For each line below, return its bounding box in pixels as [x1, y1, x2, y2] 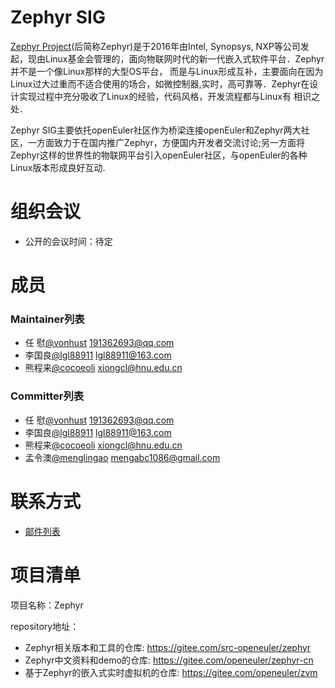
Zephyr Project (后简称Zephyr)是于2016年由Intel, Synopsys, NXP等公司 [10, 40, 301, 52]
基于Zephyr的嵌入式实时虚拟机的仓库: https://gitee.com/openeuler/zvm [24, 666, 318, 678]
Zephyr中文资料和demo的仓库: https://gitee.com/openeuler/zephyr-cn [24, 654, 314, 666]
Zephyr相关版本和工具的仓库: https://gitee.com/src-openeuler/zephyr [24, 641, 312, 653]
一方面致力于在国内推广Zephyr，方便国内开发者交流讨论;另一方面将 [27, 136, 305, 148]
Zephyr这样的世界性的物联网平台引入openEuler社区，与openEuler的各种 [10, 149, 308, 161]
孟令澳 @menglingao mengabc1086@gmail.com [24, 451, 221, 463]
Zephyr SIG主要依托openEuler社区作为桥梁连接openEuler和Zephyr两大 [10, 124, 302, 136]
